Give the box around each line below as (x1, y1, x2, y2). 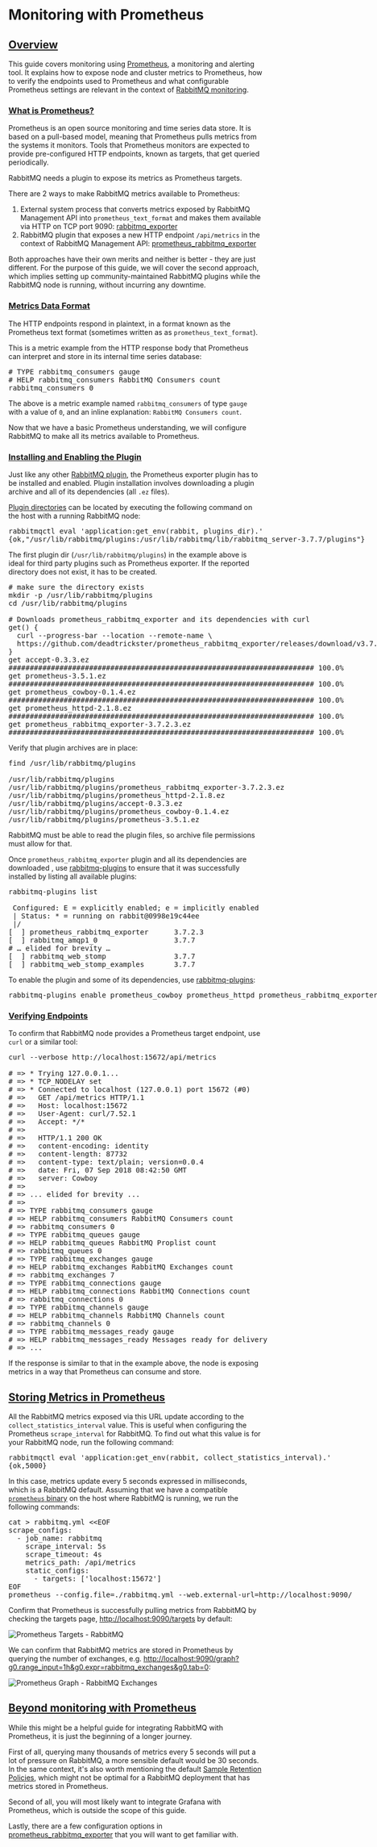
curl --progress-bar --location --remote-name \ (16, 631, 213, 640)
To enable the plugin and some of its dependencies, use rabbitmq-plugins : (8, 975, 256, 984)
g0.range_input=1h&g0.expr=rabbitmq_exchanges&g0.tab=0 (8, 1662, 209, 1672)
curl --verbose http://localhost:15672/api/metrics (8, 1053, 217, 1062)
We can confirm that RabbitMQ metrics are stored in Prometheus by (8, 1645, 234, 1655)
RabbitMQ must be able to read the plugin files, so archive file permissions (8, 829, 255, 840)
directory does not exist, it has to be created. (8, 566, 157, 576)
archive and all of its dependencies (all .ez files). (8, 487, 170, 496)
